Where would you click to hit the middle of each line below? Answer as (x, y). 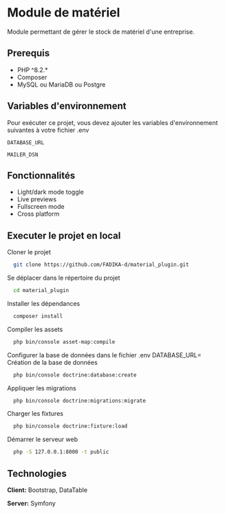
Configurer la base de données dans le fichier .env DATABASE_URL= (104, 355)
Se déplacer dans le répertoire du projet (64, 278)
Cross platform (38, 214)
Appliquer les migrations (42, 388)
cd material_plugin (41, 291)
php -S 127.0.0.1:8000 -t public (61, 452)
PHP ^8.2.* (32, 69)
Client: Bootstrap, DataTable (47, 490)
